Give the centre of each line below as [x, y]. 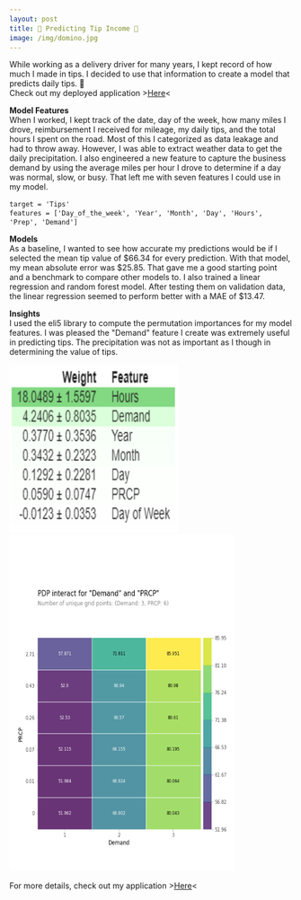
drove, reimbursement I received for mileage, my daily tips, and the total [142, 129]
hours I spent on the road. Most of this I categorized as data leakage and [144, 139]
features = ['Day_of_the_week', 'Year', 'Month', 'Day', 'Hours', [136, 214]
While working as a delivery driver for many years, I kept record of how [141, 65]
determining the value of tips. [64, 352]
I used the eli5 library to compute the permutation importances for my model [150, 323]
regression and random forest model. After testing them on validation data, [147, 287]
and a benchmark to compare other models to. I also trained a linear [135, 278]
